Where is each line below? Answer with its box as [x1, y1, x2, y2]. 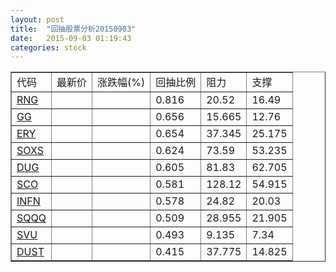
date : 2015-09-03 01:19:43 [10, 33, 132, 43]
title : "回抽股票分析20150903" [10, 24, 137, 34]
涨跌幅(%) [96, 76, 146, 90]
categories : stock [10, 42, 87, 53]
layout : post [10, 14, 65, 25]
